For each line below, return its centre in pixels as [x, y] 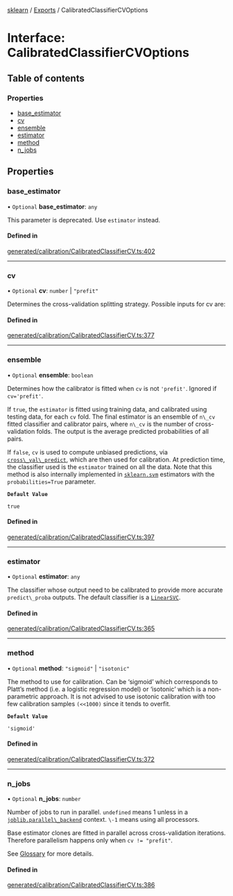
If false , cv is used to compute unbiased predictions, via [88, 452]
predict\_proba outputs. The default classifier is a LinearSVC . [94, 597]
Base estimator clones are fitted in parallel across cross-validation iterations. [116, 833]
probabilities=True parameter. [51, 482]
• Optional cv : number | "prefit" [53, 291]
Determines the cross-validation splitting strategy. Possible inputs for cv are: [116, 304]
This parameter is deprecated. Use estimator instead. [84, 220]
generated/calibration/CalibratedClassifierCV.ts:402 [81, 251]
